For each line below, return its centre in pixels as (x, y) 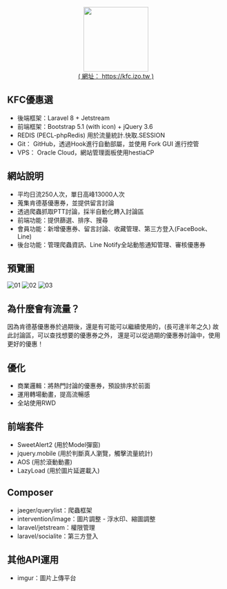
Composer (30, 493)
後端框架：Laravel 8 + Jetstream (63, 118)
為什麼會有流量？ (43, 309)
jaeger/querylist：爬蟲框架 (55, 510)
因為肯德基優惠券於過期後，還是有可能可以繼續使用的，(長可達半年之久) (109, 327)
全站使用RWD (37, 403)
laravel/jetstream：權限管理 (56, 527)
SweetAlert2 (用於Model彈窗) (59, 444)
